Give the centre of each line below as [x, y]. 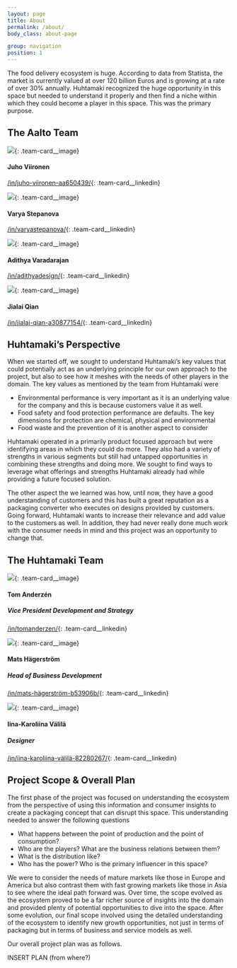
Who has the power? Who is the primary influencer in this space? [112, 863]
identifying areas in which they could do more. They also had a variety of [114, 449]
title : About [27, 21]
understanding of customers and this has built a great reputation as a [108, 500]
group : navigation [34, 47]
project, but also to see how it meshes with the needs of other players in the [118, 376]
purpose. [21, 111]
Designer [21, 740]
